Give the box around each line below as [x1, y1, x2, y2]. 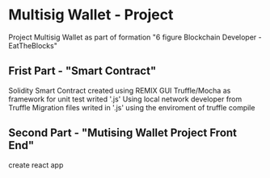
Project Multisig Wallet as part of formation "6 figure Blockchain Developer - [8, 32, 262, 42]
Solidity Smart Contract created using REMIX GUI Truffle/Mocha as [8, 85, 231, 95]
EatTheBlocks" [8, 40, 58, 50]
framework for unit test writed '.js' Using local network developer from [8, 94, 243, 104]
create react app [8, 159, 64, 170]
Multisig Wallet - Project [8, 6, 174, 24]
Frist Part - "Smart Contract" [8, 64, 157, 78]
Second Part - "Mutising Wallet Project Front [8, 126, 237, 140]
